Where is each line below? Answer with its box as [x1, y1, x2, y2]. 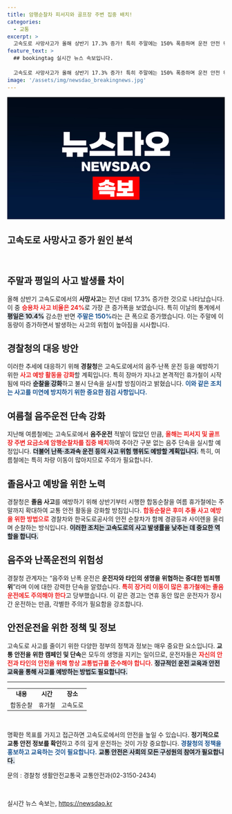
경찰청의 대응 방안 [7, 342, 79, 355]
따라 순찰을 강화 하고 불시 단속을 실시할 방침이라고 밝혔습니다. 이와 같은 [19, 380, 209, 388]
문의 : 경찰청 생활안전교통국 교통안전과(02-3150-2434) [7, 771, 157, 779]
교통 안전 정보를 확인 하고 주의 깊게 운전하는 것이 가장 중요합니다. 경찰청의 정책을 [7, 739, 222, 748]
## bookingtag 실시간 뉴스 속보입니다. [13, 55, 114, 62]
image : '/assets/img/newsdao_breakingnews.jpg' [7, 77, 147, 84]
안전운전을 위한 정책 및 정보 [7, 622, 116, 634]
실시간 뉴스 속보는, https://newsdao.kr [7, 800, 113, 808]
